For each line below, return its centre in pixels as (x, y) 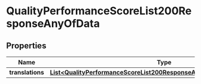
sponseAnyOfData (53, 24)
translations (27, 72)
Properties (26, 46)
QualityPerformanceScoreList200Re (99, 11)
